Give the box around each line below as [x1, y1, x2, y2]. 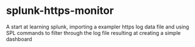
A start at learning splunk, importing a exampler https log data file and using [6, 23, 189, 30]
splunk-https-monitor [6, 4, 114, 17]
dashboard [6, 35, 32, 42]
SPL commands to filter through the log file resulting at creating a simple [6, 29, 181, 36]
